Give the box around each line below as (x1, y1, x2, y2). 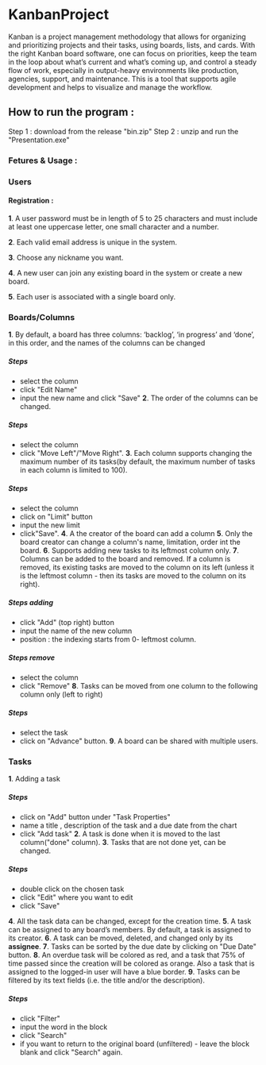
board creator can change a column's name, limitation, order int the (19, 538, 241, 546)
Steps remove (8, 653, 56, 662)
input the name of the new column (19, 626, 133, 635)
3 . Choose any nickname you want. (8, 253, 124, 262)
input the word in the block (19, 1022, 108, 1032)
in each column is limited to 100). (19, 465, 128, 475)
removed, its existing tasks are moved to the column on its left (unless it (19, 562, 255, 572)
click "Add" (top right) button (19, 617, 115, 627)
